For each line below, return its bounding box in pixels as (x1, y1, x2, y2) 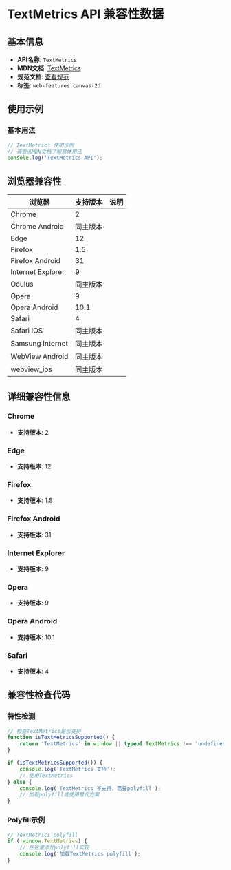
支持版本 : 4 (16, 667, 49, 675)
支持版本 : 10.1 (16, 633, 55, 641)
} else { (7, 778, 32, 785)
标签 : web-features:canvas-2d (16, 81, 101, 90)
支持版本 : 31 (16, 530, 52, 539)
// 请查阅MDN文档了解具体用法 (7, 148, 82, 155)
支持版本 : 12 (16, 462, 52, 470)
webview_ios (10, 364, 53, 374)
